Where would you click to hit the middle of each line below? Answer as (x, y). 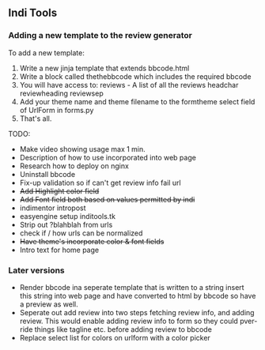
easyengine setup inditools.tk (68, 216)
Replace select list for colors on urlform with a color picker (115, 337)
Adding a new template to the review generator (100, 36)
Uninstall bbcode (47, 174)
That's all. (36, 119)
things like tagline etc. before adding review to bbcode (123, 329)
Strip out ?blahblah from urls (66, 224)
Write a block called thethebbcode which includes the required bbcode (135, 76)
